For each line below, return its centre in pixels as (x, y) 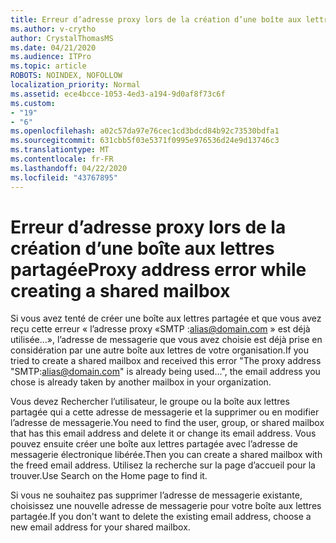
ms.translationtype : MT (60, 150)
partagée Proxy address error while (158, 269)
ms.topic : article (48, 66)
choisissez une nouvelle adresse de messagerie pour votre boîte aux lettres (166, 506)
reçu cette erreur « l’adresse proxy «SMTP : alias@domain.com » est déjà (160, 329)
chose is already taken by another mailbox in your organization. (141, 382)
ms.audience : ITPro (51, 57)
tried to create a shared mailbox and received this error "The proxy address (166, 361)
